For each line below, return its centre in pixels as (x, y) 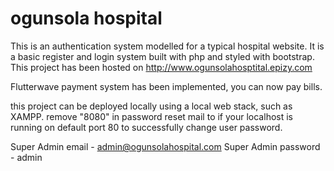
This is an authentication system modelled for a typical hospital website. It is (167, 46)
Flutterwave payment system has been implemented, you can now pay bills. (166, 86)
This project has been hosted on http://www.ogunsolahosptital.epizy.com (161, 67)
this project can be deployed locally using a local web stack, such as (151, 106)
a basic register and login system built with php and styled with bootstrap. (162, 56)
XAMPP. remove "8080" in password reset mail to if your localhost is (151, 116)
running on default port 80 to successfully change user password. (146, 127)
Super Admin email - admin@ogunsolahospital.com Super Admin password (165, 146)
